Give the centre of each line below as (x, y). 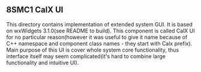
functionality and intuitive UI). (43, 62)
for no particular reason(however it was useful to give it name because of (97, 37)
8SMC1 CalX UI (35, 10)
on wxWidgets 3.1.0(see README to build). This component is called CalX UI (100, 31)
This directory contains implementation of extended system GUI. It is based (100, 24)
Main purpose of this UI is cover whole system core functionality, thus (93, 50)
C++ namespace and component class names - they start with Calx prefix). (99, 43)
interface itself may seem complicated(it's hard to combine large (86, 56)
